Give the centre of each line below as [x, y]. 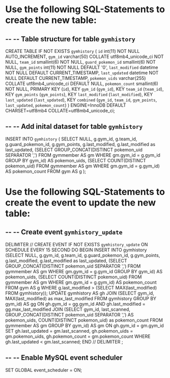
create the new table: [51, 20]
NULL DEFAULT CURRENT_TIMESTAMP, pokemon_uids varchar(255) [76, 78]
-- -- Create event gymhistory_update [64, 232]
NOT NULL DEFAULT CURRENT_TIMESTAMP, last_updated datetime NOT [82, 73]
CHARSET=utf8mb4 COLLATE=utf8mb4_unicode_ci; [60, 111]
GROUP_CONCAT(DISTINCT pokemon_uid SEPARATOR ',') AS [69, 314]
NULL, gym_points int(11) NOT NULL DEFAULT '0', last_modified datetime [82, 67]
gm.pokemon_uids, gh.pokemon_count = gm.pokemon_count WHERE [78, 336]
